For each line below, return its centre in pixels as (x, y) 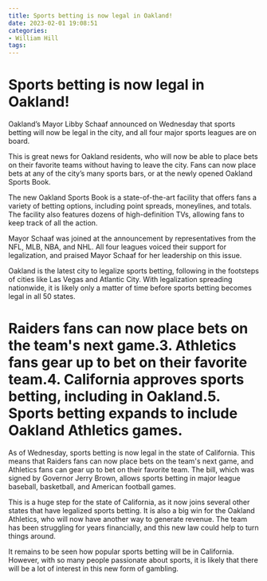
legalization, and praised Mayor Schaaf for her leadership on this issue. (125, 256)
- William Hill (33, 38)
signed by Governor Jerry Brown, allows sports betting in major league (124, 478)
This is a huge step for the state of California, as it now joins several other (129, 502)
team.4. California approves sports (126, 380)
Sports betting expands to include (123, 414)
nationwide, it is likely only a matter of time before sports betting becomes (130, 288)
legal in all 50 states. (42, 296)
